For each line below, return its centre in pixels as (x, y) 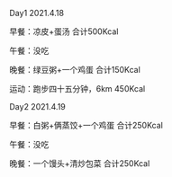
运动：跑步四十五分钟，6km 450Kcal (77, 88)
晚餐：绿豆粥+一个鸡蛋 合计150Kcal (75, 70)
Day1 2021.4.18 (37, 13)
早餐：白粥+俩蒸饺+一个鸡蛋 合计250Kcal (86, 125)
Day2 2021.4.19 (37, 106)
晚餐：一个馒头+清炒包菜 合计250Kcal (80, 164)
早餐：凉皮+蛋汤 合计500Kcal (64, 31)
